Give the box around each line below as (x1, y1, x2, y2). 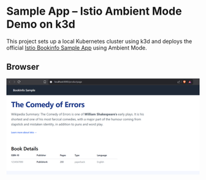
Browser (6, 62, 40, 72)
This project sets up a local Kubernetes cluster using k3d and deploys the (6, 37, 193, 45)
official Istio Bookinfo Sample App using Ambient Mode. (6, 44, 147, 51)
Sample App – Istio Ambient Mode (6, 4, 182, 18)
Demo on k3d (6, 17, 75, 31)
